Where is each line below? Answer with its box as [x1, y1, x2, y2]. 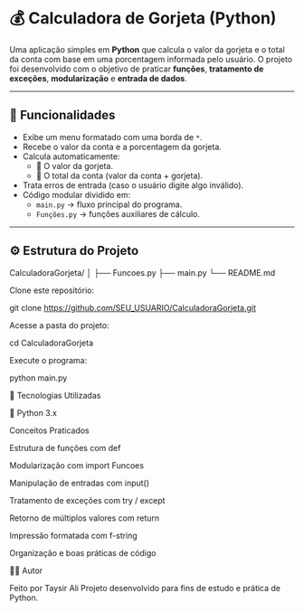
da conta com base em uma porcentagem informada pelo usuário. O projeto [9, 53, 293, 64]
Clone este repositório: [9, 285, 95, 296]
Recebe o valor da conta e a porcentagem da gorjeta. [22, 141, 222, 152]
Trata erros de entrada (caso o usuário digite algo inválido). [22, 179, 244, 191]
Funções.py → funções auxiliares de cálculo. [35, 208, 201, 219]
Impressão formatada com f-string [9, 530, 138, 541]
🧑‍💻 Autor [9, 565, 43, 576]
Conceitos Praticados [9, 425, 90, 436]
